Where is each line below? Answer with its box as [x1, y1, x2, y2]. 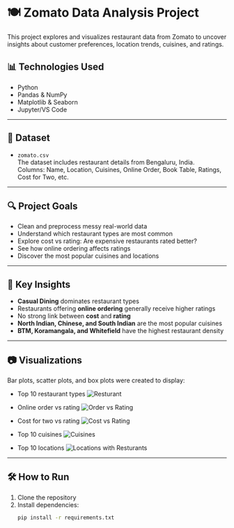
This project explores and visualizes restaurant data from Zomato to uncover [7, 32, 227, 41]
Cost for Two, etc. [17, 173, 70, 181]
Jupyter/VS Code [17, 105, 68, 114]
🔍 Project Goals [7, 200, 78, 212]
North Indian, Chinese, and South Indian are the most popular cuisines [17, 319, 223, 327]
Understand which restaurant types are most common [17, 230, 173, 238]
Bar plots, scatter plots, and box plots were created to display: [7, 376, 185, 385]
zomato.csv [17, 152, 49, 159]
